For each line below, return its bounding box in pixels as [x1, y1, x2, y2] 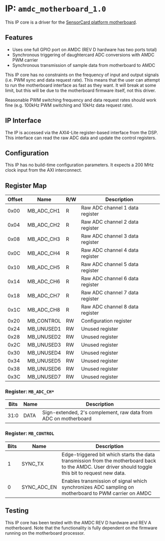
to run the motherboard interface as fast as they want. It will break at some [5, 82, 156, 88]
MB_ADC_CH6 [27, 278, 60, 285]
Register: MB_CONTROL [5, 430, 55, 437]
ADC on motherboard [42, 415, 92, 422]
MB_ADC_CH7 [27, 292, 60, 299]
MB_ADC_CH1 [27, 208, 60, 214]
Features [5, 33, 33, 42]
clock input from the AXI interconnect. [5, 167, 82, 173]
